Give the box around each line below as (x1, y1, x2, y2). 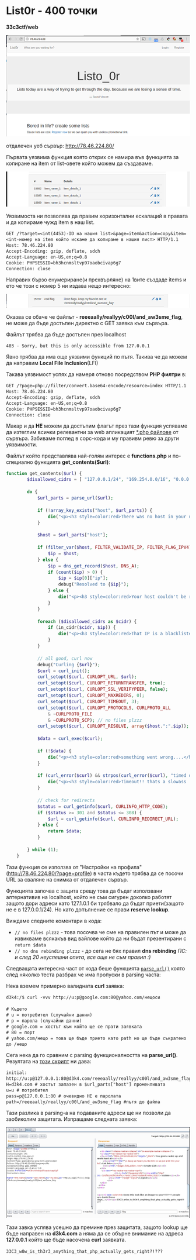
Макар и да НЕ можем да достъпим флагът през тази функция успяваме (6, 422, 188, 429)
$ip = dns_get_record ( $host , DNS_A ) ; (47, 563, 140, 569)
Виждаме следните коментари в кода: (6, 917, 102, 924)
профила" (117, 863, 142, 870)
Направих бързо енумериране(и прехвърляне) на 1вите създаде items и (6, 276, 187, 283)
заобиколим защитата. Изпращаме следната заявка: (6, 1116, 138, 1123)
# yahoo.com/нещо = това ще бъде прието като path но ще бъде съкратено (6, 1035, 187, 1041)
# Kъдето (6, 1006, 27, 1012)
